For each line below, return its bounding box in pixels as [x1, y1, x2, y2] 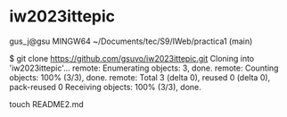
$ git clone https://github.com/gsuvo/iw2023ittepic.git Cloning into [9, 53, 255, 63]
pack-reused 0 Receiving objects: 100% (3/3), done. [9, 81, 202, 92]
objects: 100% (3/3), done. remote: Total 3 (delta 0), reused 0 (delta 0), [9, 71, 271, 82]
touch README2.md [9, 98, 84, 109]
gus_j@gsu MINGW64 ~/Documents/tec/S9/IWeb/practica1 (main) [9, 36, 253, 46]
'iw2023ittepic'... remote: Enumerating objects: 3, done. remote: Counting [9, 63, 279, 73]
